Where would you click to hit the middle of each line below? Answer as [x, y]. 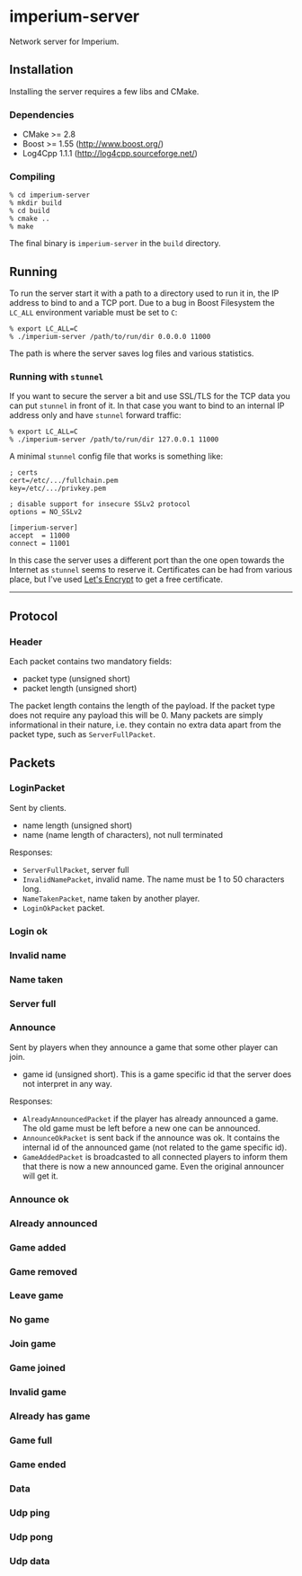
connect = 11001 [40, 544]
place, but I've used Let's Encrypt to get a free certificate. [116, 579]
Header [26, 642]
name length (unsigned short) [77, 825]
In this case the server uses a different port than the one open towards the [147, 560]
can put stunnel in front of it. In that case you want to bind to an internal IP [147, 405]
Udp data [30, 1561]
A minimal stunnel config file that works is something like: [116, 457]
